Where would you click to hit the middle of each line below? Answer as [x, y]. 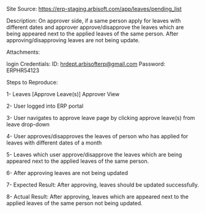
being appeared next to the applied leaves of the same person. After [92, 34]
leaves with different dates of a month [54, 143]
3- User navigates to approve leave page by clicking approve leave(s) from [101, 118]
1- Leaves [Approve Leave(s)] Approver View [63, 94]
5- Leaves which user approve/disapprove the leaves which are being [94, 155]
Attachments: [23, 52]
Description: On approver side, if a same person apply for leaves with [94, 21]
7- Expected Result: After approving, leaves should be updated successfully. [103, 185]
